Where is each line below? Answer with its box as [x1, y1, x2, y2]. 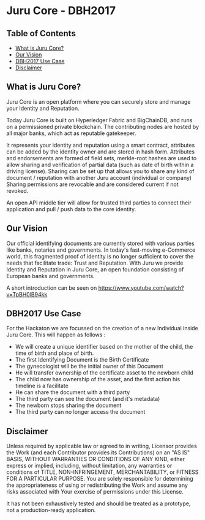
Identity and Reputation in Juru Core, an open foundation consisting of [6, 265, 184, 273]
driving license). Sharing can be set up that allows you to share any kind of [6, 167, 195, 175]
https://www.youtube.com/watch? [98, 284, 184, 292]
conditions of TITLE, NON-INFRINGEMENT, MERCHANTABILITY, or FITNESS [6, 468, 199, 476]
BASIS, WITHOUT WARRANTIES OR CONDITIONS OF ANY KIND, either [6, 456, 185, 463]
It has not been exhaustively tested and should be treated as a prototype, [6, 500, 191, 507]
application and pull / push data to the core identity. [6, 205, 136, 212]
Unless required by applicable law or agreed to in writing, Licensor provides [6, 443, 197, 450]
